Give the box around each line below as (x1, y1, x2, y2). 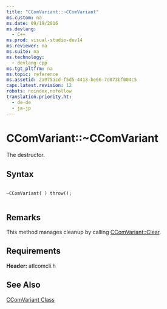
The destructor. (6, 151, 45, 159)
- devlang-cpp (12, 60, 47, 66)
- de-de (12, 99, 32, 105)
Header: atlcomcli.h (6, 262, 56, 269)
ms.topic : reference (6, 71, 59, 77)
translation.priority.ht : (6, 94, 72, 100)
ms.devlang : (6, 26, 36, 32)
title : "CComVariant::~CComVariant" (6, 9, 99, 15)
